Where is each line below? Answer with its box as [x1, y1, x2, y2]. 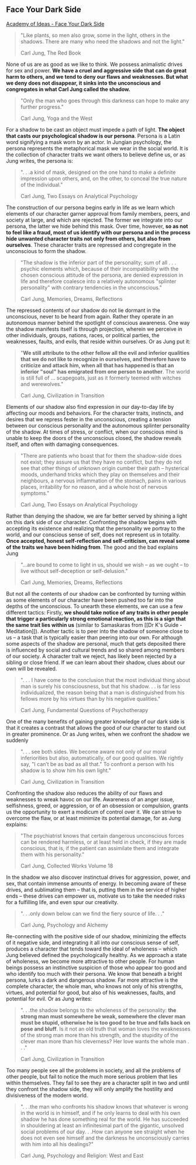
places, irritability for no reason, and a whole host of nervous [20, 483, 168, 490]
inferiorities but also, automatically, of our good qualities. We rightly [20, 754, 184, 761]
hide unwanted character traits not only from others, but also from [6, 235, 171, 242]
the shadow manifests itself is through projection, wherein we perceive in [6, 325, 183, 333]
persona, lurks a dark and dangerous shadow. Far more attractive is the [6, 976, 178, 983]
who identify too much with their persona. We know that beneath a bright [6, 970, 183, 977]
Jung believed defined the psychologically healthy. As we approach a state [6, 951, 187, 958]
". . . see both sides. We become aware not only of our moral [20, 748, 167, 755]
